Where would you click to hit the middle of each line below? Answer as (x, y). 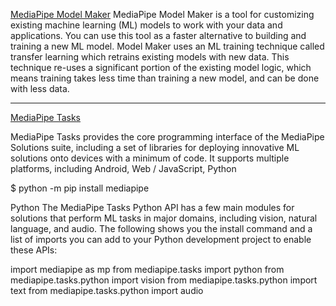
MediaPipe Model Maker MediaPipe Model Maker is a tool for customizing (162, 14)
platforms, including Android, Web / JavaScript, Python (123, 168)
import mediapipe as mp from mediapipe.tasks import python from (147, 269)
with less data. (40, 88)
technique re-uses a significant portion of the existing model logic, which (161, 67)
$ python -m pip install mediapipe (80, 188)
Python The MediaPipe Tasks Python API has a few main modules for (152, 207)
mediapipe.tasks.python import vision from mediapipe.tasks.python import (164, 280)
